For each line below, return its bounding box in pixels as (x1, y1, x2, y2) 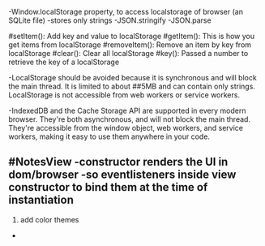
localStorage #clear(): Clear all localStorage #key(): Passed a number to (8, 49, 249, 58)
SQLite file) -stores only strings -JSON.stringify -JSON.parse (8, 15, 212, 25)
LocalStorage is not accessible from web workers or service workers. (8, 90, 241, 100)
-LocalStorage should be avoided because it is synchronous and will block (8, 73, 257, 82)
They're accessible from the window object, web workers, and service (8, 123, 243, 132)
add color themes (19, 214, 79, 224)
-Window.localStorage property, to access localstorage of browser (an (8, 7, 243, 16)
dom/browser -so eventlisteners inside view (8, 168, 237, 182)
